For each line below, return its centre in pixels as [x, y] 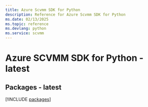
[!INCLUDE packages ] [28, 99]
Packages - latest [33, 87]
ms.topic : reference [27, 24]
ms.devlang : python [26, 29]
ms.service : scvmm [25, 33]
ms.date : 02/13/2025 [27, 19]
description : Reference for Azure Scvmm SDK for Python [65, 15]
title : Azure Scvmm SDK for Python [43, 10]
